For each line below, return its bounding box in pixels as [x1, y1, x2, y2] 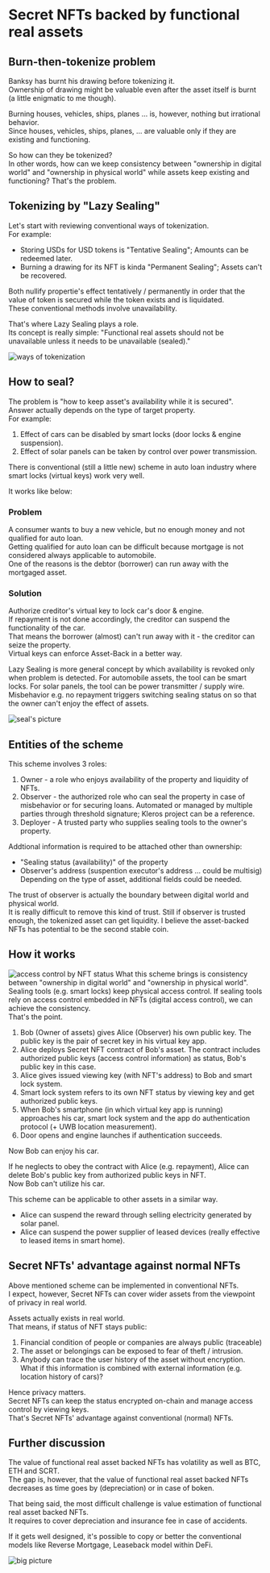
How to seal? [8, 375, 75, 389]
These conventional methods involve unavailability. [8, 303, 177, 313]
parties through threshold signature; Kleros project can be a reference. [19, 809, 255, 819]
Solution [8, 587, 43, 598]
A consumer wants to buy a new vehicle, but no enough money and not [8, 524, 246, 534]
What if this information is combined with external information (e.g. [19, 1363, 243, 1372]
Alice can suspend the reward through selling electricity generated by [19, 1209, 252, 1219]
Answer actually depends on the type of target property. [8, 405, 196, 414]
